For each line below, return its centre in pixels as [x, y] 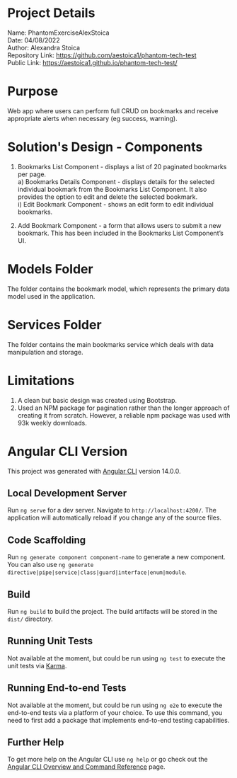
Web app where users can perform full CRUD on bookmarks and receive [113, 110]
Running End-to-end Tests [67, 688]
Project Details [51, 13]
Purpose [33, 92]
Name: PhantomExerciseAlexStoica [58, 33]
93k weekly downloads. [52, 423]
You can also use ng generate [51, 565]
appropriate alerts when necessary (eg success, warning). [93, 118]
